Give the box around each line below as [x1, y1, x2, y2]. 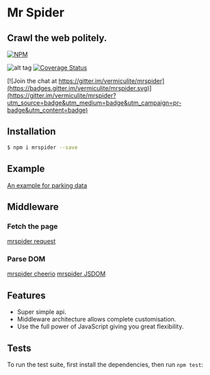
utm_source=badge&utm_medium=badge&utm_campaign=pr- [7, 99, 182, 107]
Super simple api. [16, 308, 66, 316]
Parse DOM [7, 254, 46, 264]
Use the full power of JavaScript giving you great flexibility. [16, 322, 184, 330]
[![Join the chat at [7, 77, 57, 85]
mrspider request [7, 237, 56, 245]
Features [7, 289, 46, 301]
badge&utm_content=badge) [7, 106, 88, 114]
